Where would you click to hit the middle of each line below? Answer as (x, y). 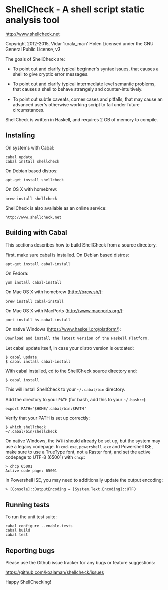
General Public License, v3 (33, 49)
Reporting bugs (30, 550)
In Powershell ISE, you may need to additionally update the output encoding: (84, 480)
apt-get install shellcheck (35, 180)
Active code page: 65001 (31, 471)
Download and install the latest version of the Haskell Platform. (77, 338)
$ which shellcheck (26, 427)
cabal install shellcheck (32, 161)
